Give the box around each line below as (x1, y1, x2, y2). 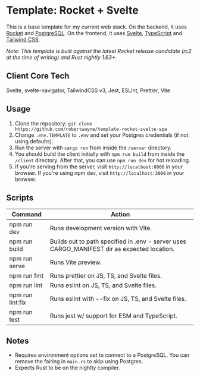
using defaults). (14, 137, 54, 144)
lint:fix (9, 299, 27, 307)
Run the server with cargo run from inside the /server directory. (14, 144, 172, 151)
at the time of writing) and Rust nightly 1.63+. (6, 54, 117, 61)
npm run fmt (9, 272, 43, 280)
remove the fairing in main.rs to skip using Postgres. (14, 358, 143, 365)
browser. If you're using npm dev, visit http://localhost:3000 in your (14, 169, 185, 176)
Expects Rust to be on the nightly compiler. (14, 364, 120, 372)
